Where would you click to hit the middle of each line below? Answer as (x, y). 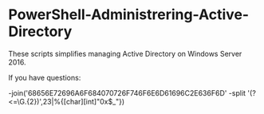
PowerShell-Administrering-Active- (129, 15)
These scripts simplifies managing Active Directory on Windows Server (125, 53)
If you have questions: (45, 77)
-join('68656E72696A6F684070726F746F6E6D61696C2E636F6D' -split (127, 92)
